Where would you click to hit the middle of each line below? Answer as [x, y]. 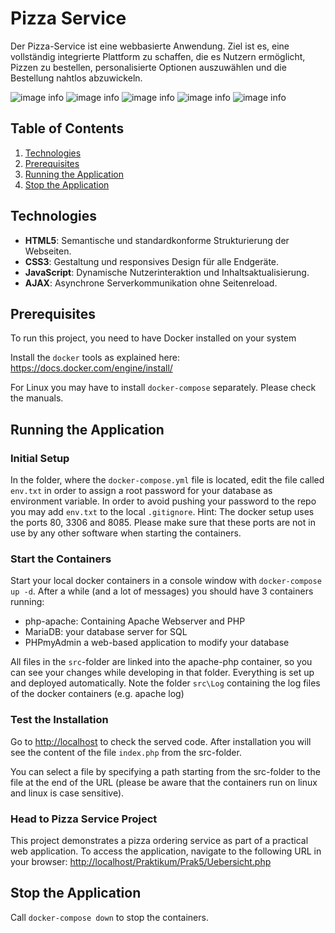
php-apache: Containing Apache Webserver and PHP [135, 621]
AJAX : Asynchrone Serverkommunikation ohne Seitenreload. [151, 283]
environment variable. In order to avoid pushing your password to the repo [163, 501]
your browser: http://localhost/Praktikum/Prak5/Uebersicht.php [141, 861]
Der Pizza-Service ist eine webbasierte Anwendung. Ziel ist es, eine [150, 46]
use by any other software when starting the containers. [126, 533]
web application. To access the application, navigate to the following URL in [166, 851]
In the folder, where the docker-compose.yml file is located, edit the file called [167, 480]
